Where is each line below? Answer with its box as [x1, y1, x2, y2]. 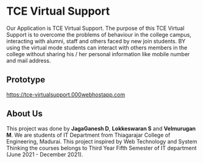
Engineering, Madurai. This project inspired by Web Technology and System [6, 137, 198, 145]
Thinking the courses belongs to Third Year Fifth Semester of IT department [6, 144, 197, 151]
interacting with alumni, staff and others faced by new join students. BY [6, 37, 186, 45]
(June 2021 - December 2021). [6, 151, 84, 158]
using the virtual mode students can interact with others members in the [6, 44, 188, 51]
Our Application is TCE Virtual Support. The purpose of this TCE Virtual [6, 24, 185, 32]
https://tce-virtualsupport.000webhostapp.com [6, 90, 126, 98]
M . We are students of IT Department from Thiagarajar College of [6, 131, 171, 139]
